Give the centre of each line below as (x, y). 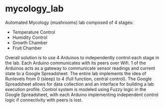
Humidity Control (30, 37)
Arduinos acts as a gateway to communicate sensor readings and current (80, 68)
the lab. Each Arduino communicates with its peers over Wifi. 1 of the (76, 63)
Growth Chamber (30, 42)
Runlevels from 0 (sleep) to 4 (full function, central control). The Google (79, 79)
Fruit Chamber (27, 48)
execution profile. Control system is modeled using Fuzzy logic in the (76, 89)
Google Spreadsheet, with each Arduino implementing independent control (82, 95)
